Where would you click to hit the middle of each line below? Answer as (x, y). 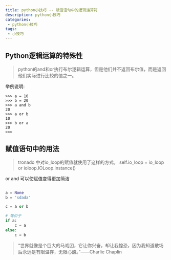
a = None (15, 192)
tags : (11, 29)
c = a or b (17, 207)
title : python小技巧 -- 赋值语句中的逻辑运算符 (52, 10)
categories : (18, 19)
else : (11, 230)
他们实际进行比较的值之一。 (47, 75)
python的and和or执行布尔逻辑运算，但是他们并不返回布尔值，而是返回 (92, 69)
